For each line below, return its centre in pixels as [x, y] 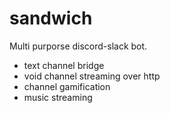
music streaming [58, 97]
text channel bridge [64, 65]
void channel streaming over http [92, 76]
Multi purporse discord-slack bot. [78, 46]
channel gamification [67, 86]
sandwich [51, 18]
